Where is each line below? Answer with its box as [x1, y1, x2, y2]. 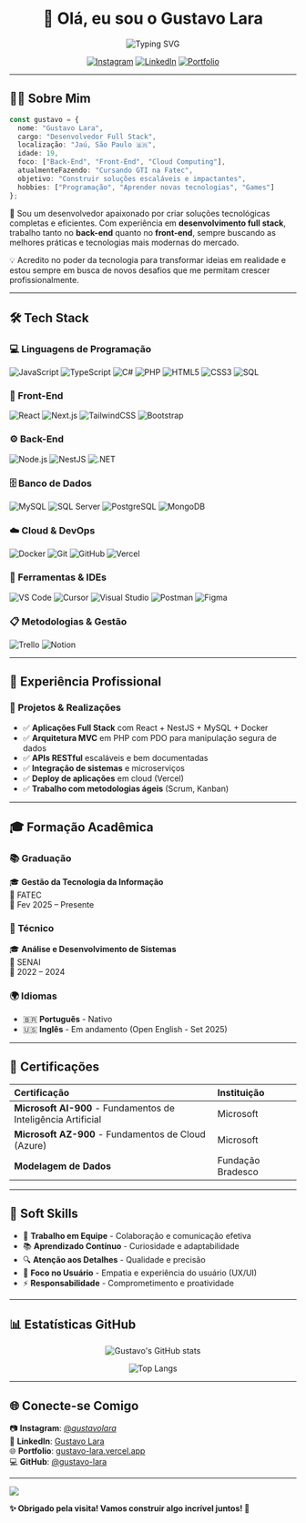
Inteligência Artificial [14, 1112, 102, 1125]
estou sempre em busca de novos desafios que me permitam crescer [9, 264, 270, 276]
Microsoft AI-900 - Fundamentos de [14, 1102, 175, 1114]
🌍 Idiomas [9, 990, 57, 1002]
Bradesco [217, 1165, 260, 1178]
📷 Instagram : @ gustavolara [9, 1423, 117, 1434]
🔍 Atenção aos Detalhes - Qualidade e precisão [22, 1254, 207, 1264]
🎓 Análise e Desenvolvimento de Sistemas [9, 943, 177, 954]
